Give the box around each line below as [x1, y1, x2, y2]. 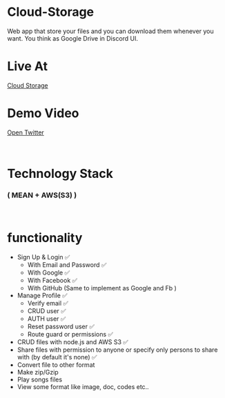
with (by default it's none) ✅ [17, 353, 97, 361]
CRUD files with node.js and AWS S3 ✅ [17, 338, 129, 346]
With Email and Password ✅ [27, 261, 107, 269]
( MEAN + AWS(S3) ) [7, 190, 77, 200]
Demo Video [7, 106, 79, 121]
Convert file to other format [17, 361, 95, 369]
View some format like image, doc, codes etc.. [17, 383, 150, 391]
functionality [7, 230, 83, 246]
